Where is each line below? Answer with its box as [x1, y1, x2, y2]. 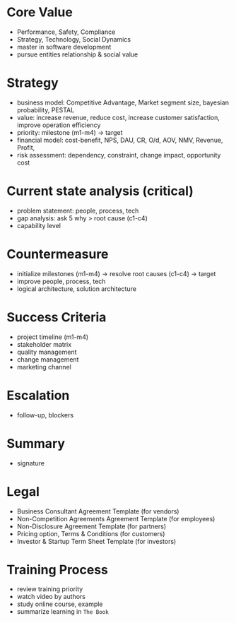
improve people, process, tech [16, 277, 106, 285]
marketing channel [16, 362, 71, 371]
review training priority [16, 585, 83, 593]
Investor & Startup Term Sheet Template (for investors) [16, 537, 177, 545]
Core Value [6, 4, 73, 20]
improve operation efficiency [16, 121, 101, 129]
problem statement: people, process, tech [16, 206, 139, 215]
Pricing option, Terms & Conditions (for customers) [16, 529, 165, 538]
